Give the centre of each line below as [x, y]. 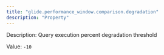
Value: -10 [19, 47]
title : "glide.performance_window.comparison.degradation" [83, 12]
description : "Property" [38, 18]
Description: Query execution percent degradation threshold [82, 34]
